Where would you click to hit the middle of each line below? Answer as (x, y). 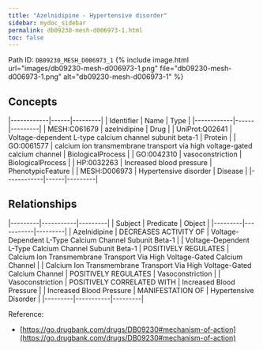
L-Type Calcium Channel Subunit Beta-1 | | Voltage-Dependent (148, 240)
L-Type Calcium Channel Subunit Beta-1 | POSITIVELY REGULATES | (119, 248)
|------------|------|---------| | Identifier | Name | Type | (100, 121)
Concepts (33, 102)
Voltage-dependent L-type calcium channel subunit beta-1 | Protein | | (122, 137)
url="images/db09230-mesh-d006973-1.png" (83, 69)
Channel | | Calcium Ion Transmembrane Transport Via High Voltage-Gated (130, 265)
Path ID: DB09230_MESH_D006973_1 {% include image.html (99, 60)
